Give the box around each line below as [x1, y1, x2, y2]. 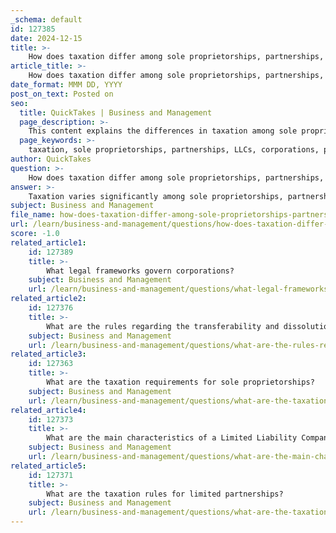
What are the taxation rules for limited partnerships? [46, 489, 284, 499]
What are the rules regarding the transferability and [46, 321, 280, 331]
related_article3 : [10, 349, 87, 360]
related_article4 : [10, 405, 87, 415]
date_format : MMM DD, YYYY [10, 80, 123, 90]
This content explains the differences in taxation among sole [28, 126, 298, 136]
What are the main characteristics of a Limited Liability [46, 433, 298, 443]
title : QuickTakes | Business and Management [19, 107, 213, 118]
